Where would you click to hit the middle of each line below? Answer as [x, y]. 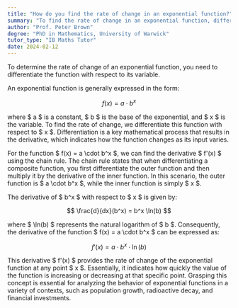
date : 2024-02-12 [33, 47]
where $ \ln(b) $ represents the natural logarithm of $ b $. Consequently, [114, 224]
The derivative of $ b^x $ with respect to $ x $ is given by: [92, 197]
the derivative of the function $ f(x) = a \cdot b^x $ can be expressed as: [113, 232]
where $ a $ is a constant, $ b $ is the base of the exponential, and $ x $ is [117, 117]
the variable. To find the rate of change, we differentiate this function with [115, 124]
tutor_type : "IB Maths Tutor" [52, 40]
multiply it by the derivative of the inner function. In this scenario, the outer [116, 176]
